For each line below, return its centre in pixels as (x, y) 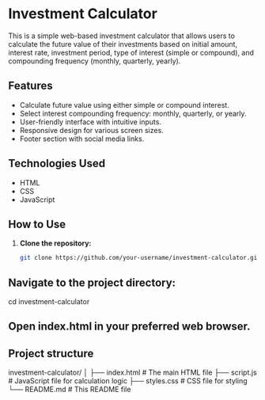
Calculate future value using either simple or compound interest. (124, 105)
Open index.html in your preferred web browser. (129, 327)
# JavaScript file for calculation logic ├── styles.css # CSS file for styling (128, 381)
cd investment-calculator (49, 302)
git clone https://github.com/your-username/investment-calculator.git (140, 258)
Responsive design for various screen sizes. (91, 130)
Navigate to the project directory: (92, 282)
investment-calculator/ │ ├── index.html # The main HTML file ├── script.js (132, 372)
